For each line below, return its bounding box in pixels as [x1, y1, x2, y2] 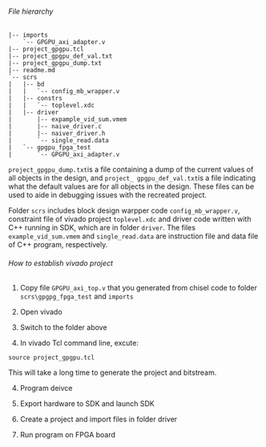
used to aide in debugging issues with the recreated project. [8, 190, 207, 200]
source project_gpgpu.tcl [8, 354, 95, 362]
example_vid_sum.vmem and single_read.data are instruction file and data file [8, 231, 259, 241]
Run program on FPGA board [19, 430, 116, 440]
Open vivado [19, 307, 62, 317]
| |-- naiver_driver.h [8, 129, 106, 138]
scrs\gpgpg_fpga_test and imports [19, 291, 134, 301]
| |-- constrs [8, 95, 62, 103]
